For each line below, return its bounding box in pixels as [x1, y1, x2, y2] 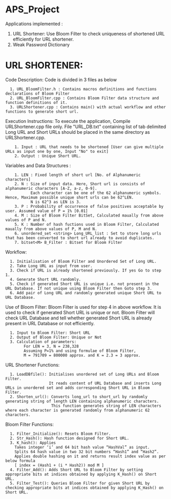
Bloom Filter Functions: [5, 421, 54, 427]
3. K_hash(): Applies [10, 440, 56, 445]
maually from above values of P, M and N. [5, 226, 97, 231]
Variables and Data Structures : [5, 162, 71, 168]
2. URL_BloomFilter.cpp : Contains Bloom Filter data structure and [10, 95, 159, 101]
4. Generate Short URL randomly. [10, 277, 81, 282]
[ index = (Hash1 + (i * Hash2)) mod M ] [14, 462, 104, 468]
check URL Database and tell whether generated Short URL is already [5, 315, 153, 321]
